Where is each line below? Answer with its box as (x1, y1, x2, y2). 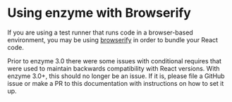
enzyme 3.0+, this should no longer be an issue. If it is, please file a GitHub (7, 72, 225, 80)
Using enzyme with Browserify (7, 5, 192, 21)
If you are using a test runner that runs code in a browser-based (7, 28, 194, 37)
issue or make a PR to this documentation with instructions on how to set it (7, 79, 224, 87)
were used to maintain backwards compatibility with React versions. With (7, 64, 220, 72)
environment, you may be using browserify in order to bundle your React (7, 35, 219, 44)
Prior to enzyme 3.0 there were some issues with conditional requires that (7, 56, 222, 65)
